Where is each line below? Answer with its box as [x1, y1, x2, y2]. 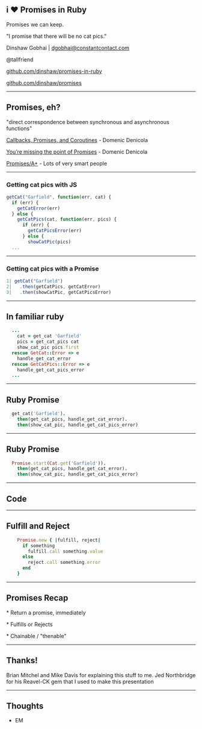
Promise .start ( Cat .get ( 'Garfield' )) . [11, 460, 106, 466]
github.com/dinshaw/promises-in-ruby [6, 67, 102, 75]
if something [22, 542, 55, 549]
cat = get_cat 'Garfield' [17, 333, 82, 339]
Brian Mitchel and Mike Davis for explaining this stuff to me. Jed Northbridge [6, 671, 196, 678]
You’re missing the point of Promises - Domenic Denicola [6, 148, 148, 155]
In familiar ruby [6, 311, 64, 322]
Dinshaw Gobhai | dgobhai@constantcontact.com [6, 44, 130, 51]
